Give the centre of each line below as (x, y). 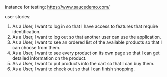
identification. (26, 32)
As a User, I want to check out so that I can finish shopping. (73, 69)
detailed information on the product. (49, 58)
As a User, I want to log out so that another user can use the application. (87, 37)
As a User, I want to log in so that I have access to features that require (85, 26)
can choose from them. (36, 48)
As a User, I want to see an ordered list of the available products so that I (87, 42)
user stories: (18, 17)
